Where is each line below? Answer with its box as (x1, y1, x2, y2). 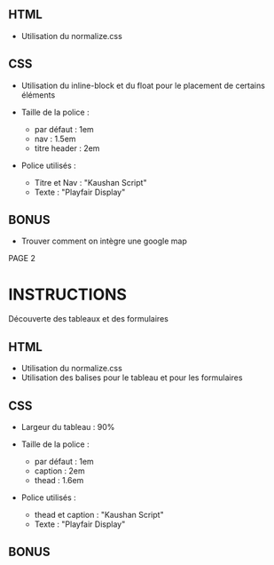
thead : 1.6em (34, 475, 84, 485)
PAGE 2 (8, 253, 36, 264)
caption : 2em (34, 466, 85, 476)
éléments (20, 89, 56, 100)
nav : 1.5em (34, 133, 76, 144)
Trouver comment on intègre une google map (20, 235, 187, 247)
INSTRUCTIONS (8, 284, 128, 305)
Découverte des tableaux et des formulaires (8, 314, 169, 324)
